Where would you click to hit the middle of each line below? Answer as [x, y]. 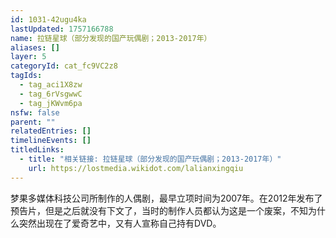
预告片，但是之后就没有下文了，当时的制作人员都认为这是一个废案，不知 [159, 210]
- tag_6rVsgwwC [51, 94]
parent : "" [33, 122]
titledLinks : [37, 150]
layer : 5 [28, 57]
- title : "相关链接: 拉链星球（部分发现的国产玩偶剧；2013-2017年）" [150, 159]
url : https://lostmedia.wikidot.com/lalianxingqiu [136, 168]
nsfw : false [35, 112]
